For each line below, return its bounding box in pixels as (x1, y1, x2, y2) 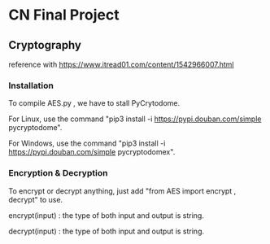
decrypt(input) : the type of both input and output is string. (8, 226, 205, 236)
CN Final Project (8, 6, 120, 24)
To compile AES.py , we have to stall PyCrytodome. (8, 98, 181, 108)
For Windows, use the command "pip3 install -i (8, 138, 166, 148)
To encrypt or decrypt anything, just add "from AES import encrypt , (8, 185, 237, 196)
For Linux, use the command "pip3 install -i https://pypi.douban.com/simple (8, 114, 262, 124)
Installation (8, 80, 54, 91)
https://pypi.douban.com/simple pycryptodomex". (8, 147, 176, 157)
